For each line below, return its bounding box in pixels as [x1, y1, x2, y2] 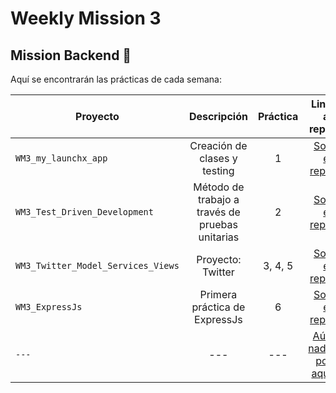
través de [196, 205, 241, 219]
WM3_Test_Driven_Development [15, 207, 154, 217]
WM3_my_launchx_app [15, 153, 108, 164]
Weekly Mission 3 [10, 7, 162, 30]
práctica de [191, 300, 246, 314]
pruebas [198, 218, 238, 231]
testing [202, 164, 235, 177]
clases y [199, 152, 238, 165]
